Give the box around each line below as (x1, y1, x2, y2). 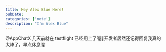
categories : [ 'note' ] (5, 16, 51, 21)
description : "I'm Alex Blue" (5, 21, 69, 26)
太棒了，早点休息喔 (5, 42, 45, 48)
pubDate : (5, 12, 24, 17)
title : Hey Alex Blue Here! (5, 7, 64, 12)
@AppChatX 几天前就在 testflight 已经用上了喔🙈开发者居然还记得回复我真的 (5, 35, 161, 41)
